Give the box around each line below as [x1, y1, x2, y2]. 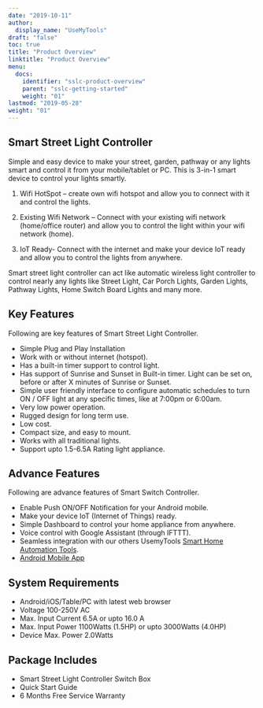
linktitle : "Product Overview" [8, 56, 111, 64]
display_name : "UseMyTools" [15, 26, 108, 34]
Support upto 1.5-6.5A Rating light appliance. [19, 444, 165, 454]
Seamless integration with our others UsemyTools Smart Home [19, 536, 224, 546]
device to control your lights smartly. [8, 173, 127, 183]
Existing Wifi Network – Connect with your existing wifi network [19, 212, 226, 221]
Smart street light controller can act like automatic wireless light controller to [8, 268, 256, 277]
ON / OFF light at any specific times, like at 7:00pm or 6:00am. [19, 394, 222, 403]
